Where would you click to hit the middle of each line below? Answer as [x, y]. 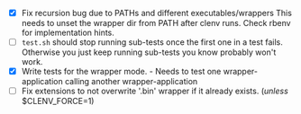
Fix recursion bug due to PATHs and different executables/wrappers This [156, 13]
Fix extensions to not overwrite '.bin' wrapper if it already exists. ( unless [155, 91]
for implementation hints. [68, 33]
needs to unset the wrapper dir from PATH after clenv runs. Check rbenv [156, 23]
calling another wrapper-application [132, 82]
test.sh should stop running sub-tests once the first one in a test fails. [152, 42]
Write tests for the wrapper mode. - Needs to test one [121, 72]
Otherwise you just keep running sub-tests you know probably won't [149, 52]
